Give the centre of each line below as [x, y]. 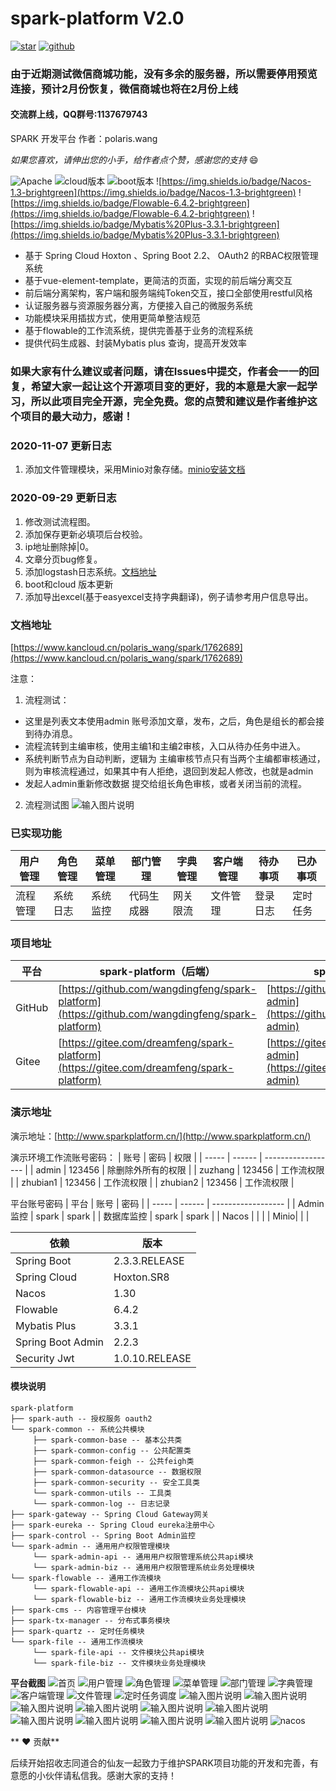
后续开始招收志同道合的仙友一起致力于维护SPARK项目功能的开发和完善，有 [164, 1763]
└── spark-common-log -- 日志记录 [101, 1503]
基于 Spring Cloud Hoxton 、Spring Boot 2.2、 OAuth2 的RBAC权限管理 [171, 256]
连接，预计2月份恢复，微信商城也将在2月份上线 [124, 89]
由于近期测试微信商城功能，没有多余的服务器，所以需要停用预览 [164, 74]
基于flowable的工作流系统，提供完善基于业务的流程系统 [138, 331]
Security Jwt [45, 1358]
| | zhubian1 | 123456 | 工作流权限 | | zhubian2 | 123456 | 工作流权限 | [152, 1182]
